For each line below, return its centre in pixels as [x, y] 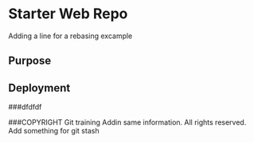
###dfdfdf [25, 107]
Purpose [30, 61]
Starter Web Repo [68, 14]
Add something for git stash [54, 131]
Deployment [39, 88]
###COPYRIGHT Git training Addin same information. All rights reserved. [127, 122]
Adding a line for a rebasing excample [70, 36]
